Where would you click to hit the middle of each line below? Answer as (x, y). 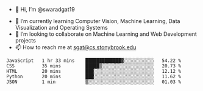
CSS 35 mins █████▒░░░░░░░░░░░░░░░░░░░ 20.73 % (94, 66)
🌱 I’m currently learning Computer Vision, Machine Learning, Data (98, 21)
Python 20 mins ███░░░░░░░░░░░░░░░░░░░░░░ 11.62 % (94, 76)
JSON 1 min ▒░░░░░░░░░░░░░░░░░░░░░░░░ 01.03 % (94, 82)
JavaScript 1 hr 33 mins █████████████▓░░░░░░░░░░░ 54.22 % (94, 61)
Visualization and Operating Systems (61, 28)
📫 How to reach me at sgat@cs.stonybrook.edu (76, 47)
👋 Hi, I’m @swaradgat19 (45, 9)
